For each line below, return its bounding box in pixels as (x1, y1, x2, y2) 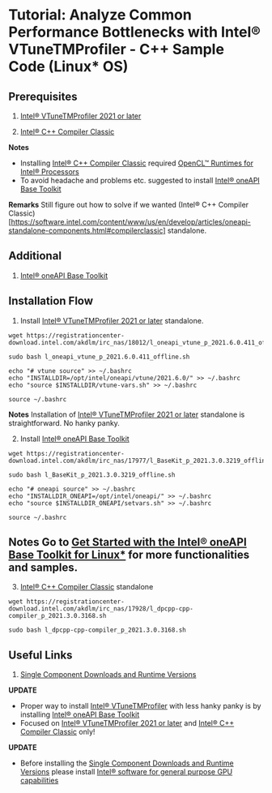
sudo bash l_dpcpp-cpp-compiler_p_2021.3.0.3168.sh (8, 626, 186, 634)
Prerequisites (8, 89, 78, 103)
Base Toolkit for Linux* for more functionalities (8, 548, 249, 562)
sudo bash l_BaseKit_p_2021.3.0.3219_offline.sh (8, 470, 176, 479)
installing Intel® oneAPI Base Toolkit (19, 709, 140, 719)
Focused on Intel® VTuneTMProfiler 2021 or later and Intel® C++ (19, 718, 235, 728)
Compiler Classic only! (19, 727, 96, 737)
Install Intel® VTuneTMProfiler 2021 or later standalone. (19, 315, 204, 325)
